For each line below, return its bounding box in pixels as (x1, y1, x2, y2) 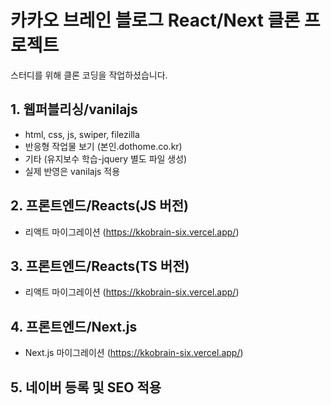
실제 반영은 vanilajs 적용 (24, 165, 121, 177)
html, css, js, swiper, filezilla (24, 128, 140, 140)
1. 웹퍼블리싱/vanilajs (10, 101, 138, 118)
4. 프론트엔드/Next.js (10, 318, 138, 335)
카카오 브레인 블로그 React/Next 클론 (10, 9, 301, 32)
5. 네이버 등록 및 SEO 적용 (10, 379, 162, 396)
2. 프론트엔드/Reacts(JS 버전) (10, 197, 189, 215)
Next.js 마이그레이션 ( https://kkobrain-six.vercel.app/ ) (24, 347, 244, 359)
